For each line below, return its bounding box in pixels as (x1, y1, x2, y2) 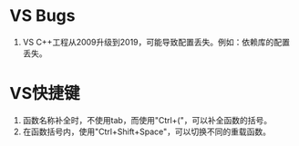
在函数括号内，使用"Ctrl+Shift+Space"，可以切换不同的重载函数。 (22, 126, 272, 137)
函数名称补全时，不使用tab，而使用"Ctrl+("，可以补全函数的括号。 (22, 114, 272, 125)
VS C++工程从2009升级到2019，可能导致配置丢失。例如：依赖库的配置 (22, 36, 290, 47)
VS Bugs (9, 5, 76, 26)
